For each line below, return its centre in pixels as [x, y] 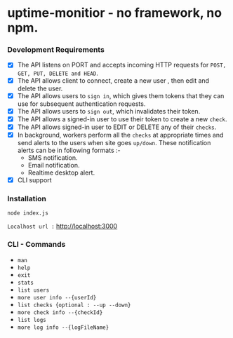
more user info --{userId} [57, 297]
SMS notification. [53, 157]
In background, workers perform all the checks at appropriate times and [120, 135]
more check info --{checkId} [60, 312]
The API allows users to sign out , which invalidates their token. [109, 111]
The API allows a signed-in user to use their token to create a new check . [122, 119]
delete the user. [40, 88]
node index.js [28, 213]
